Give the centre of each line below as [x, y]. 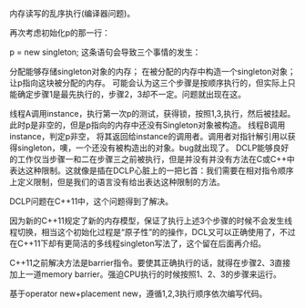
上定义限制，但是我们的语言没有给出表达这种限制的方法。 [117, 182]
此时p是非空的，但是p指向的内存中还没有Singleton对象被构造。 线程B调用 [147, 125]
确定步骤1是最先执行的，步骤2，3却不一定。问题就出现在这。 [131, 94]
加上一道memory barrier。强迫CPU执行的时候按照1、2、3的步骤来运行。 [146, 274]
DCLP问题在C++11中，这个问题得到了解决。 [91, 201]
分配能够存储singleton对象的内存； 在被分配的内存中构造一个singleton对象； [152, 72]
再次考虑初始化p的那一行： [60, 33]
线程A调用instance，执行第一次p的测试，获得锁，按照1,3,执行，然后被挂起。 [152, 113]
